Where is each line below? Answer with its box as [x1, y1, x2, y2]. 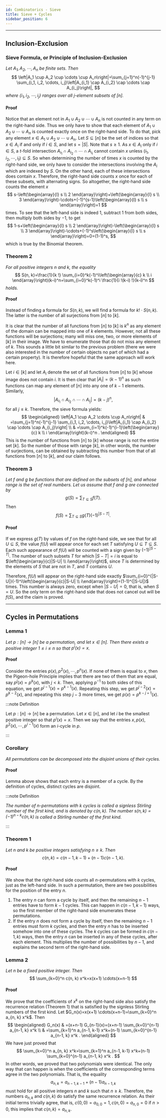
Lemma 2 [5, 956, 29, 963]
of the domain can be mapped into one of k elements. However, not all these [5, 328, 161, 334]
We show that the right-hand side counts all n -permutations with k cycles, [5, 877, 156, 883]
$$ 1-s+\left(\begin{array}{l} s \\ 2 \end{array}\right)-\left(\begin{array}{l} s [7, 223, 160, 229]
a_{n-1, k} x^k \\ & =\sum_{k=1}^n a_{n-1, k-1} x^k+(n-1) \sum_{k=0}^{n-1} [9, 1027, 157, 1033]
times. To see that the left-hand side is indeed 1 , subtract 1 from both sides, [5, 209, 158, 215]
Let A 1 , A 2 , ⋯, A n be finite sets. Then [5, 65, 78, 72]
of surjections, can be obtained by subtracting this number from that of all [5, 448, 156, 454]
